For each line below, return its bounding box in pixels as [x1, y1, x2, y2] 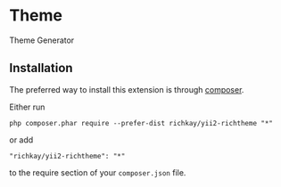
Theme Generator [9, 35, 75, 45]
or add [9, 134, 34, 145]
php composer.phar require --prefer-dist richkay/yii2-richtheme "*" [9, 118, 274, 127]
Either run [9, 102, 45, 112]
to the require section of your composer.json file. [9, 167, 186, 178]
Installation [9, 61, 73, 76]
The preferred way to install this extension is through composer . [9, 84, 244, 94]
